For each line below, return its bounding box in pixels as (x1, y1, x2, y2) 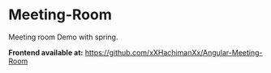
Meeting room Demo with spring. (8, 32, 118, 42)
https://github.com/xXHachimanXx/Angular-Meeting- (84, 47, 263, 57)
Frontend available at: (8, 47, 84, 57)
